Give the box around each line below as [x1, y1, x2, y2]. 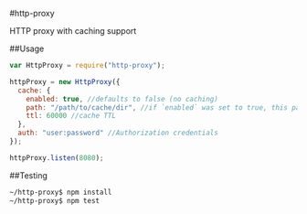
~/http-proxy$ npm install [9, 187, 112, 197]
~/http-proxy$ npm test [9, 196, 101, 205]
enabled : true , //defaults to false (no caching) [26, 94, 219, 103]
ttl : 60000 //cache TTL [26, 112, 117, 121]
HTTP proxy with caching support [9, 26, 137, 36]
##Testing [9, 169, 48, 181]
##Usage [9, 43, 45, 54]
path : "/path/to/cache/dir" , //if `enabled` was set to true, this [26, 102, 288, 112]
